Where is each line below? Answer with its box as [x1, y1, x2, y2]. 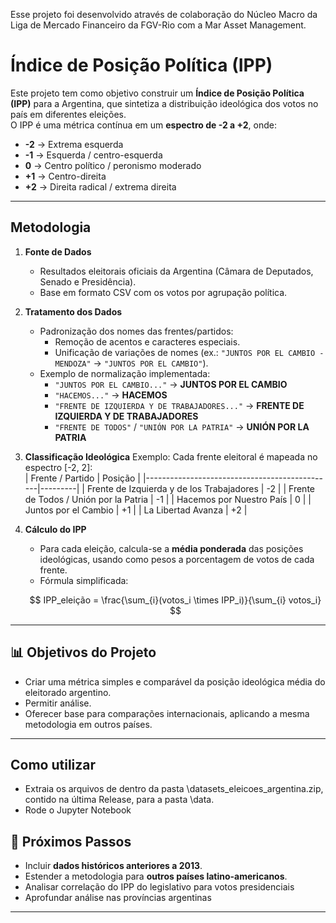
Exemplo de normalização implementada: [39, 367, 211, 379]
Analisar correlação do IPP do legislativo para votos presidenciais [24, 881, 295, 893]
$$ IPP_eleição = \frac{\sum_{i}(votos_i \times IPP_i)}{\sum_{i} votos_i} [29, 594, 322, 606]
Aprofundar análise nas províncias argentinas [24, 892, 212, 904]
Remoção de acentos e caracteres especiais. [54, 335, 241, 348]
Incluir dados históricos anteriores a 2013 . [24, 860, 203, 872]
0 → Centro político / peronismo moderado [24, 159, 202, 171]
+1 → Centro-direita [24, 170, 107, 182]
